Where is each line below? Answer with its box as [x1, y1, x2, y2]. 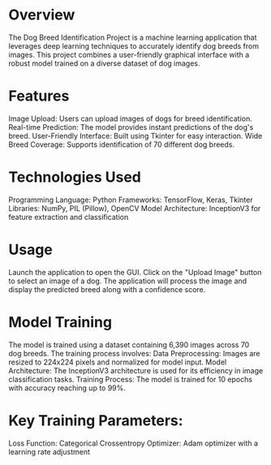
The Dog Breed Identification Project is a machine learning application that [8, 32, 257, 42]
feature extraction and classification [8, 212, 129, 222]
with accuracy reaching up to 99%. [8, 383, 126, 393]
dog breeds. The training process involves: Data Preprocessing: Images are [8, 348, 260, 358]
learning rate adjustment [8, 446, 91, 456]
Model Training [8, 312, 112, 331]
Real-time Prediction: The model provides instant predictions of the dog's [8, 122, 254, 131]
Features [8, 87, 70, 105]
